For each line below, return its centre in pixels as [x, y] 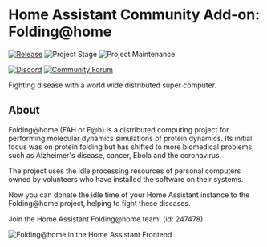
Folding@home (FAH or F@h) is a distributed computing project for [119, 129]
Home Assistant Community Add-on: [134, 15]
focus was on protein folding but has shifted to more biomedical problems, [131, 147]
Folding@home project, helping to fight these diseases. [99, 203]
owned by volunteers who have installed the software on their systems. [126, 179]
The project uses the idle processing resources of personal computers [125, 171]
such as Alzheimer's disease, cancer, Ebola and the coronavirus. [115, 155]
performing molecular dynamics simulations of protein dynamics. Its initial [130, 138]
